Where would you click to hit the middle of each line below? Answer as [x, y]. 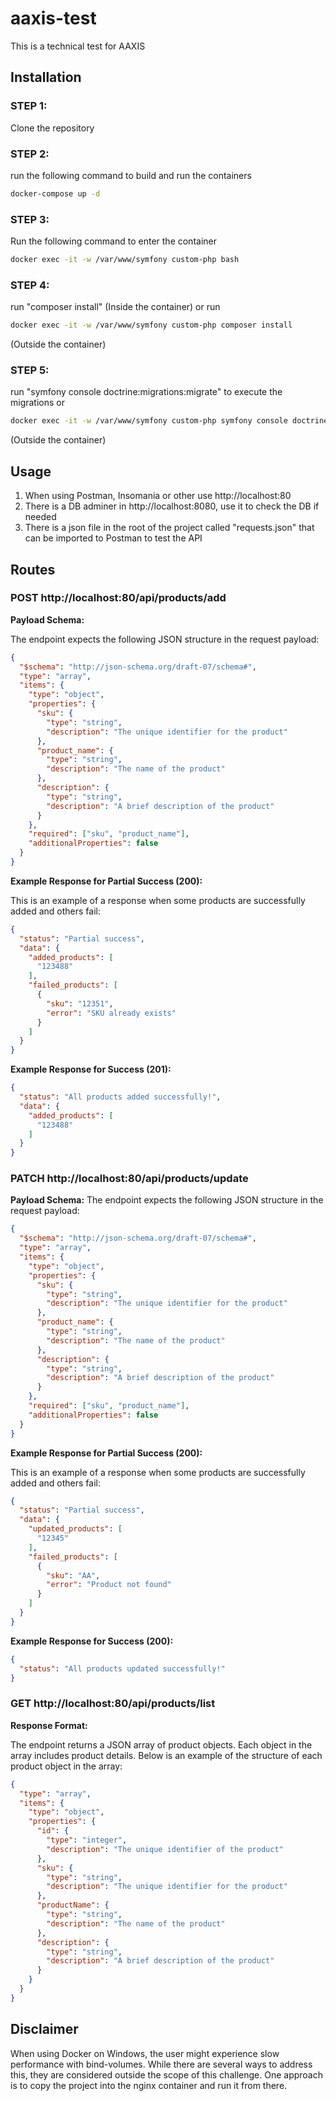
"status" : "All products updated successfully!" [122, 1668]
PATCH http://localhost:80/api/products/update [129, 1179]
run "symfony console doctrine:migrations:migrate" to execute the [146, 392]
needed [40, 517]
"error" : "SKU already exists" [111, 1013]
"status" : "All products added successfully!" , [120, 1097]
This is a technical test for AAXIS [78, 46]
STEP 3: [30, 219]
